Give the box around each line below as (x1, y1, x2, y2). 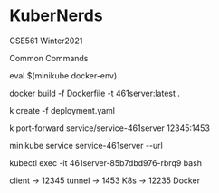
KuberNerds (9, 5, 103, 26)
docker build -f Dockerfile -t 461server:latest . (9, 87, 181, 98)
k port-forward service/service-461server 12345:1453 (9, 123, 211, 133)
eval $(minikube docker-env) (9, 69, 118, 81)
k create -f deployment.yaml (9, 105, 116, 115)
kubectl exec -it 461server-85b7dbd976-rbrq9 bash (9, 157, 202, 168)
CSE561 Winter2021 (9, 35, 83, 46)
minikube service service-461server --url (9, 140, 163, 151)
